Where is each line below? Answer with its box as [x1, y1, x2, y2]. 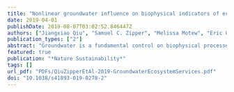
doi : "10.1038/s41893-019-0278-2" [7, 74, 108, 82]
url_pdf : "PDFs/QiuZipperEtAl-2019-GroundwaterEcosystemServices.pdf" [7, 68, 217, 75]
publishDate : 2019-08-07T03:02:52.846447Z [7, 23, 132, 30]
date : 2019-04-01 [7, 17, 58, 24]
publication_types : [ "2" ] [7, 36, 82, 43]
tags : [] [7, 62, 33, 68]
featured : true [7, 49, 52, 56]
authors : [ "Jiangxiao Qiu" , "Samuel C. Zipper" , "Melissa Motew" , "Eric [7, 29, 223, 37]
